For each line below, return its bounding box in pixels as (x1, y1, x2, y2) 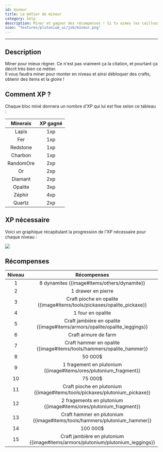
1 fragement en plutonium (63, 361, 122, 368)
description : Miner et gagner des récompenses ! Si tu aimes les (5, 20, 140, 26)
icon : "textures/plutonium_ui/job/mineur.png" (5, 25, 101, 30)
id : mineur (5, 7, 27, 12)
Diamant (11, 176, 31, 182)
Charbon (11, 152, 32, 159)
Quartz (13, 199, 29, 206)
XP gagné (39, 120, 63, 127)
